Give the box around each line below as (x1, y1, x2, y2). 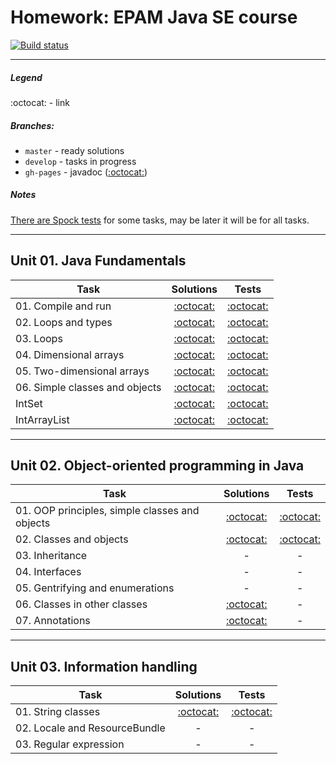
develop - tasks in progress (24, 155, 137, 167)
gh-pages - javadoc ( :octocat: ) (24, 166, 148, 178)
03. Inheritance (15, 549, 88, 563)
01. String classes (15, 705, 101, 719)
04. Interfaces (15, 565, 82, 579)
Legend (10, 71, 43, 83)
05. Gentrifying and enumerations (15, 581, 175, 595)
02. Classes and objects (15, 532, 129, 546)
